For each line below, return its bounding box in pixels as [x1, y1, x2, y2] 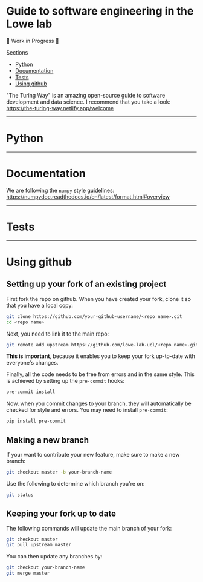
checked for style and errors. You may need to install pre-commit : [6, 406, 168, 414]
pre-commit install [6, 389, 56, 395]
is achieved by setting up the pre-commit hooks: [6, 377, 125, 385]
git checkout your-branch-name [6, 564, 85, 570]
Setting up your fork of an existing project [6, 279, 167, 289]
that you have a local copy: [6, 302, 74, 309]
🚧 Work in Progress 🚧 [6, 37, 59, 44]
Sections [6, 48, 28, 56]
